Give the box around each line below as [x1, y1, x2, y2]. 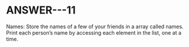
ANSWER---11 [6, 4, 76, 17]
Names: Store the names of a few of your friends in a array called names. [6, 23, 184, 30]
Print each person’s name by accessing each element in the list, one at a [6, 29, 181, 36]
